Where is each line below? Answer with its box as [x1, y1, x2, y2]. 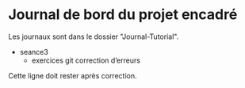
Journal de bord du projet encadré [8, 6, 238, 24]
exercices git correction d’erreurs [31, 55, 141, 65]
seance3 [19, 47, 49, 56]
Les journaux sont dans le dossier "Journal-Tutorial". [8, 32, 179, 41]
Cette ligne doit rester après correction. [8, 71, 137, 80]
